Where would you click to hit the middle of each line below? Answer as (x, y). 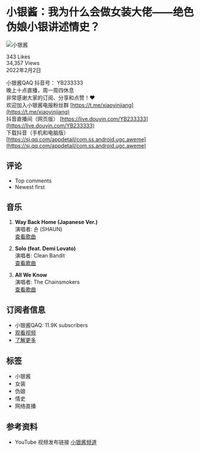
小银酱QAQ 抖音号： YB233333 (45, 83)
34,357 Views (23, 63)
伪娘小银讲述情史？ (53, 27)
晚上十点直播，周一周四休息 (40, 90)
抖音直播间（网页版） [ (34, 119)
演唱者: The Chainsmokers (47, 282)
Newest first (30, 187)
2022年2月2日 (24, 70)
